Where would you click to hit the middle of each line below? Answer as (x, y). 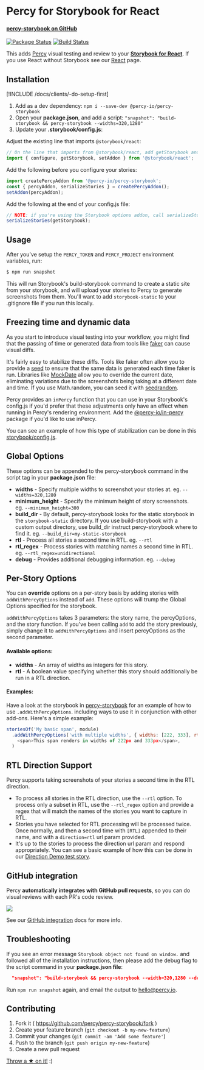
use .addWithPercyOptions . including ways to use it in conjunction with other (101, 712)
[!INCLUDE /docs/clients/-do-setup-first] (58, 94)
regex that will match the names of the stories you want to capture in (101, 811)
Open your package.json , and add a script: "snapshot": (85, 118)
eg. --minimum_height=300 (47, 508)
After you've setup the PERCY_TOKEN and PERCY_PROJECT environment (90, 255)
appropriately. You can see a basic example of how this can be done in (104, 850)
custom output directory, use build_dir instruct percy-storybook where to (106, 527)
